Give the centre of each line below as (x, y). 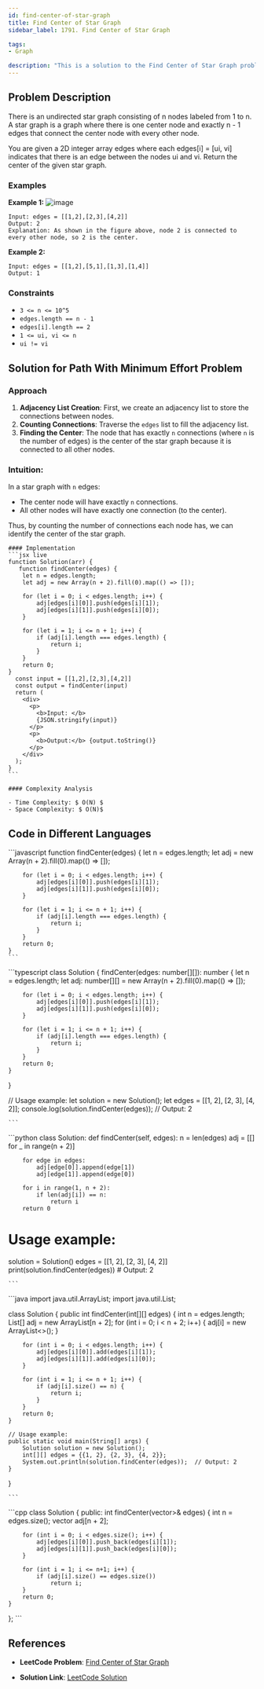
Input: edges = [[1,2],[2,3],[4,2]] (68, 217)
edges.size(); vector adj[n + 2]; (58, 1521)
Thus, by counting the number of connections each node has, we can (121, 526)
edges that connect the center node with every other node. (104, 133)
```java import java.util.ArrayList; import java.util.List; (92, 1299)
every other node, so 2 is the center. (73, 238)
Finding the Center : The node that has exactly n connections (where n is (137, 433)
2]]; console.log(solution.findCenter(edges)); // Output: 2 (100, 1109)
